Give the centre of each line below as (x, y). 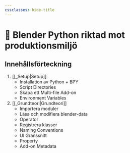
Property (29, 141)
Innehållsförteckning (38, 64)
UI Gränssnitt (33, 135)
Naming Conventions (41, 130)
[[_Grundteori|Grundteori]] (39, 103)
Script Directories (38, 87)
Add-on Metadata (38, 146)
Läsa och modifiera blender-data (53, 114)
